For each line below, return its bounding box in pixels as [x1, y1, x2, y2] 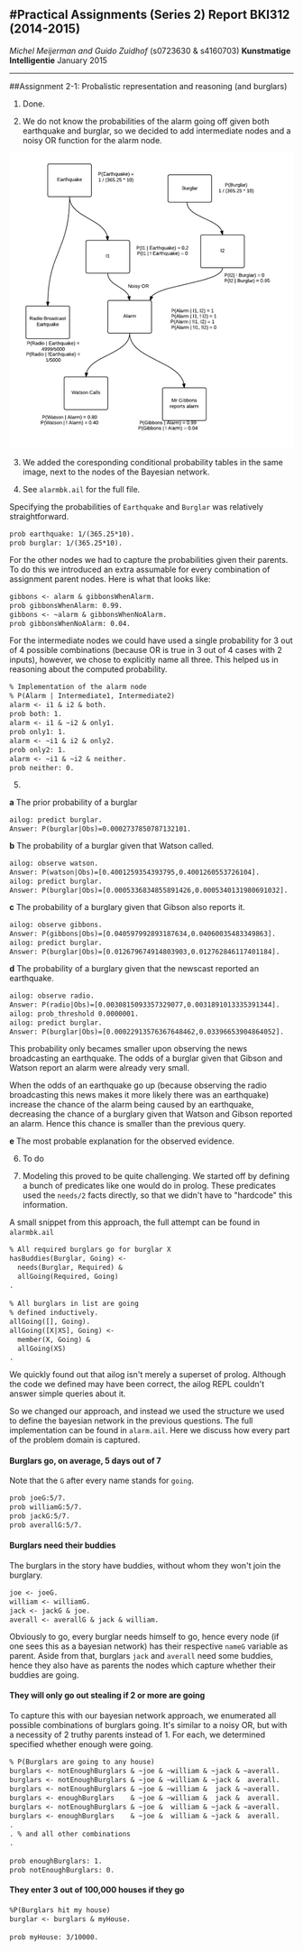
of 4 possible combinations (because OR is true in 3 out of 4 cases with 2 [9, 645, 282, 656]
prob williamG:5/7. [9, 1503, 83, 1512]
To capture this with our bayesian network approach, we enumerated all [9, 1709, 277, 1721]
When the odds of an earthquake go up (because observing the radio [9, 1080, 268, 1091]
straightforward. [9, 511, 69, 522]
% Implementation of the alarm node [9, 683, 147, 692]
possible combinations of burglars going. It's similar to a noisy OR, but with [9, 1719, 288, 1730]
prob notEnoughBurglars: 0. [9, 1865, 115, 1874]
